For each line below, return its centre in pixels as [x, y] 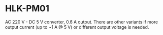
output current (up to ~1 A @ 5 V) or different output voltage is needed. [77, 27]
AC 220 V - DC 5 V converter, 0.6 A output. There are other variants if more [81, 22]
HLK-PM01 [27, 9]
